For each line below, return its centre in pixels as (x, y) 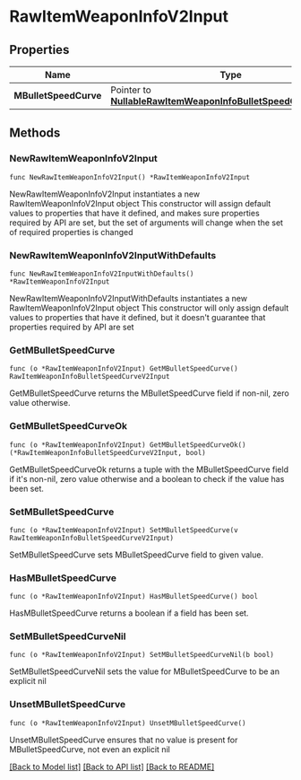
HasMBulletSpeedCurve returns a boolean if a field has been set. (129, 613)
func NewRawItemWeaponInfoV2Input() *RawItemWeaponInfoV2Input (130, 177)
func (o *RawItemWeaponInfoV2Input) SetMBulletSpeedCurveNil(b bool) (142, 655)
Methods (35, 133)
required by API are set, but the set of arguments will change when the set (146, 223)
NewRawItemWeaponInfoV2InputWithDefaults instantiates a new (129, 298)
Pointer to (131, 90)
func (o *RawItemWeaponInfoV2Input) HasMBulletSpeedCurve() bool (133, 597)
